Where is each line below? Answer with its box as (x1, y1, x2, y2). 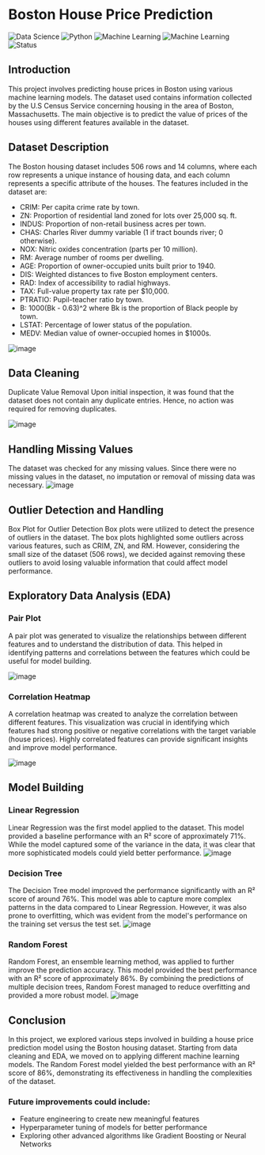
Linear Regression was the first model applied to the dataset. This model (8, 823, 244, 832)
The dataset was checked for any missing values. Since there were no (8, 464, 237, 473)
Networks (19, 1139, 52, 1149)
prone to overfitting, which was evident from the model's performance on (8, 911, 248, 920)
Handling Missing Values (8, 442, 134, 456)
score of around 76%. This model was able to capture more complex (8, 894, 232, 903)
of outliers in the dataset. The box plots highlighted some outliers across (8, 532, 244, 542)
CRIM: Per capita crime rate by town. (19, 202, 140, 211)
